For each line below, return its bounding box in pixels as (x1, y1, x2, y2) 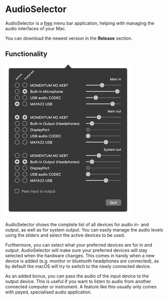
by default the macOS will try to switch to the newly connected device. (5, 263, 151, 269)
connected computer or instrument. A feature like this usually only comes (5, 283, 157, 289)
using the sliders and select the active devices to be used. (5, 232, 125, 238)
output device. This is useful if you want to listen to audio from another (5, 278, 151, 284)
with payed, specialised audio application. (5, 289, 92, 295)
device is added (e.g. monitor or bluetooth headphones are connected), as (5, 258, 159, 264)
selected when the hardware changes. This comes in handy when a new (5, 252, 155, 258)
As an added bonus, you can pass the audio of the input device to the (5, 273, 149, 279)
